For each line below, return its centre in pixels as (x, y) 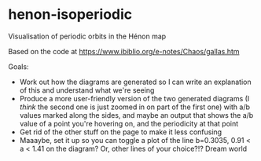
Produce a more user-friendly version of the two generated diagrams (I (134, 98)
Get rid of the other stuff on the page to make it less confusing (121, 132)
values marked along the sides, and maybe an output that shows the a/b (136, 115)
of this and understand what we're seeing (87, 90)
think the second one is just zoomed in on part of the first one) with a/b (134, 107)
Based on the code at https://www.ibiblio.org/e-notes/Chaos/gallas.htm (124, 51)
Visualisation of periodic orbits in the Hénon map (87, 36)
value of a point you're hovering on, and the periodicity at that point (129, 123)
